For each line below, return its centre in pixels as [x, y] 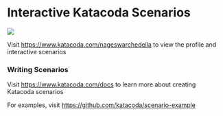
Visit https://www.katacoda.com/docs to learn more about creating [102, 84]
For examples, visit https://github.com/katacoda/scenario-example [101, 105]
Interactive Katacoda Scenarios [99, 13]
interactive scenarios [37, 51]
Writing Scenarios [38, 69]
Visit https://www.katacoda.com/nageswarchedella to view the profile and [112, 44]
